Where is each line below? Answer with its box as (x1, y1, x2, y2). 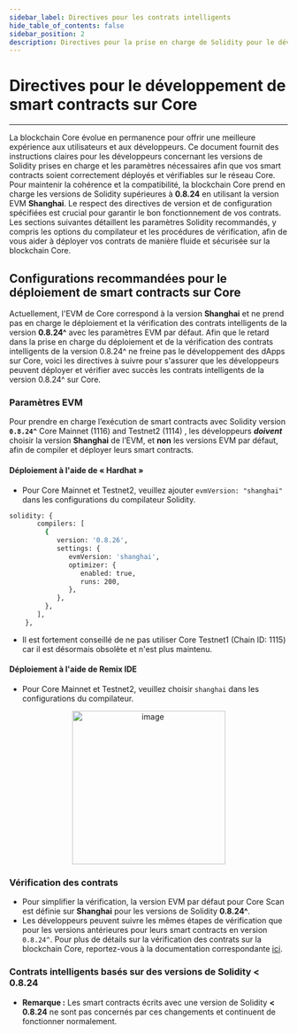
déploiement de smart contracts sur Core (9, 284, 241, 299)
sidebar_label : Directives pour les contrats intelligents (9, 12, 232, 22)
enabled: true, (80, 569, 137, 578)
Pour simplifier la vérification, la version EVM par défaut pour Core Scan (21, 897, 285, 907)
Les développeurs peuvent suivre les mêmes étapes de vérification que (21, 915, 283, 926)
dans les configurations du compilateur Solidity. (21, 494, 196, 505)
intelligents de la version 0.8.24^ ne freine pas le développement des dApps (9, 346, 286, 356)
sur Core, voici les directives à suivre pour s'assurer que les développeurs (9, 355, 279, 366)
